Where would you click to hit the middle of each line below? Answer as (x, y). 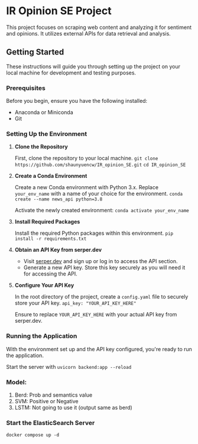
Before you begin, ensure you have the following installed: (77, 101)
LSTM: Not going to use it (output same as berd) (74, 407)
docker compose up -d (33, 435)
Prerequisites (26, 88)
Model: (17, 382)
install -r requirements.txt (51, 239)
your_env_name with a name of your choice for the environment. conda (99, 194)
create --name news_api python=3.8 (59, 199)
